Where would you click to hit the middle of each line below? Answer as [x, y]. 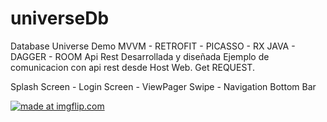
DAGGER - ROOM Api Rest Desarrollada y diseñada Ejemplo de [140, 56]
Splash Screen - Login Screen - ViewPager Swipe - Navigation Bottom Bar [163, 86]
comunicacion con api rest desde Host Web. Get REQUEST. [132, 67]
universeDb [60, 18]
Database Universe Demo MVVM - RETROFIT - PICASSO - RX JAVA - [153, 46]
